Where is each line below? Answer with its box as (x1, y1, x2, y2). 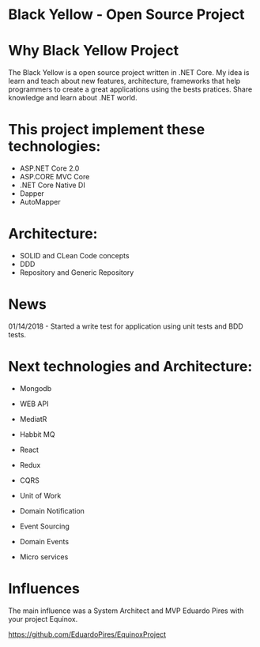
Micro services (19, 551, 69, 562)
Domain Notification (19, 506, 85, 515)
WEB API (19, 399, 49, 408)
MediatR (19, 414, 47, 423)
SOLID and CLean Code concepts (19, 251, 130, 260)
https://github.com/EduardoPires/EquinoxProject (8, 630, 167, 639)
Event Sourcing (19, 521, 70, 531)
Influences (8, 580, 81, 598)
